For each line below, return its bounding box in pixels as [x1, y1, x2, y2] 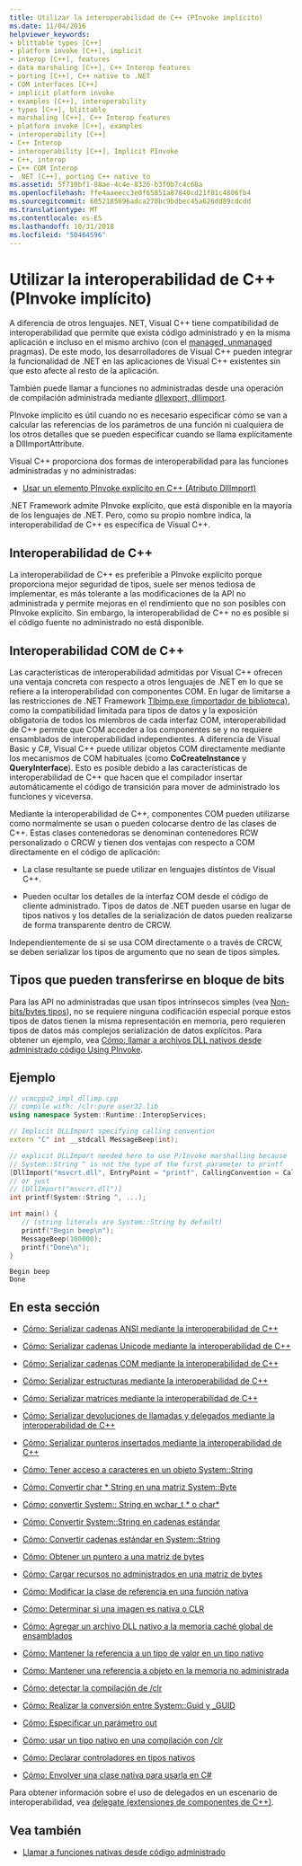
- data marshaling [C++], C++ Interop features [9, 64, 191, 73]
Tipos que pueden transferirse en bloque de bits [9, 972, 285, 988]
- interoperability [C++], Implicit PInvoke [9, 146, 179, 155]
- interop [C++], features [9, 55, 111, 64]
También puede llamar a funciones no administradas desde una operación [9, 383, 284, 394]
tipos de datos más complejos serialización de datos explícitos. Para [9, 1025, 262, 1036]
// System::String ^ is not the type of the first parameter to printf [9, 1160, 283, 1169]
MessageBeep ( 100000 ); [21, 1234, 102, 1243]
